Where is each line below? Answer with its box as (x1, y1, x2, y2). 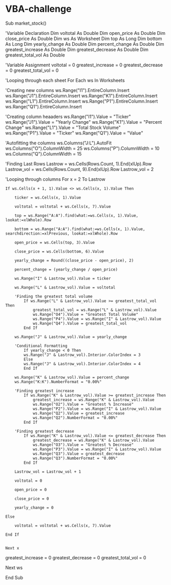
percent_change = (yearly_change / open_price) (14, 267, 118, 272)
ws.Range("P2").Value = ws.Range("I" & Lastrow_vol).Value (32, 406, 161, 411)
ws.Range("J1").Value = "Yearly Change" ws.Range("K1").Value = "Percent (5, 119, 162, 125)
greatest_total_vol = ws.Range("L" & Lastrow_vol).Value (32, 307, 157, 312)
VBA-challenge (5, 3, 72, 15)
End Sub (5, 574, 24, 580)
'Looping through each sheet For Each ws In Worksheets (5, 77, 125, 83)
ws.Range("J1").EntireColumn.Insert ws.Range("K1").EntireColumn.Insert (5, 92, 158, 99)
